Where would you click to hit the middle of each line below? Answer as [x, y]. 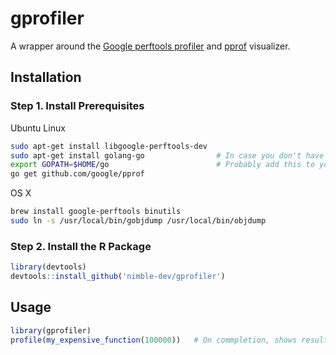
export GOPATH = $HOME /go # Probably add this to [162, 165]
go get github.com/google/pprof [77, 174]
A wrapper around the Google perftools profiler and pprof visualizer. [150, 46]
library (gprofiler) [51, 330]
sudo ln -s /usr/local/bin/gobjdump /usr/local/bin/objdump [138, 221]
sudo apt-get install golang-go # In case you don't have [167, 155]
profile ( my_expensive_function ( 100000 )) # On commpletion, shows [154, 340]
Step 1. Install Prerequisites [77, 106]
